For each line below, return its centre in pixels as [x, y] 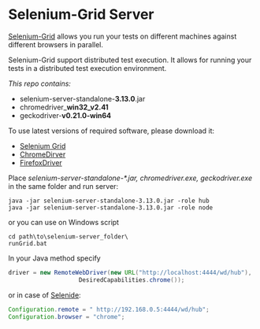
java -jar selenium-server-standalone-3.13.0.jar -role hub [109, 201]
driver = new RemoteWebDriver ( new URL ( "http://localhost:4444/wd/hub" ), [130, 272]
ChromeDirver [43, 154]
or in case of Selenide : [45, 295]
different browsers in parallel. [56, 44]
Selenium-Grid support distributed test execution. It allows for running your [130, 60]
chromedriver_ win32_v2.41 [64, 107]
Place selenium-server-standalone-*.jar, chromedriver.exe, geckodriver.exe [130, 178]
